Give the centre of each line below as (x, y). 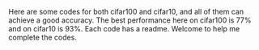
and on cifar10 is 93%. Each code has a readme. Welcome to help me (124, 29)
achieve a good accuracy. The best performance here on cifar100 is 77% (130, 20)
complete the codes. (42, 37)
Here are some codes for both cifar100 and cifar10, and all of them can (126, 12)
